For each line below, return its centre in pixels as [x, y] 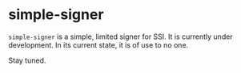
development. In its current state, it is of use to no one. [98, 44]
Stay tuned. [27, 60]
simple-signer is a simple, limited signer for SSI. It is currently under [121, 36]
